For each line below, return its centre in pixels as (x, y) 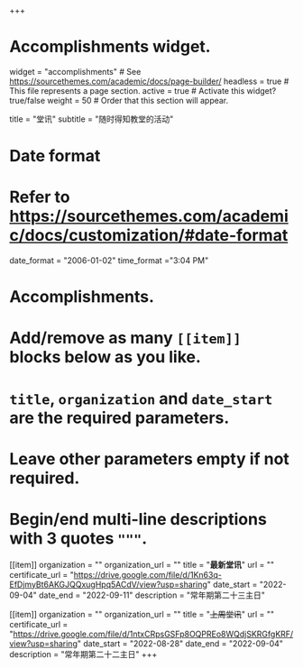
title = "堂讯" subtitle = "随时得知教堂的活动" (92, 119)
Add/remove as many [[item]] (125, 338)
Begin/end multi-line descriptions (138, 519)
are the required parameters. (119, 418)
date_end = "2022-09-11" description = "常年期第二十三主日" (152, 595)
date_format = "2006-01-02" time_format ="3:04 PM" (109, 261)
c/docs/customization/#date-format (149, 236)
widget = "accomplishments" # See (75, 71)
